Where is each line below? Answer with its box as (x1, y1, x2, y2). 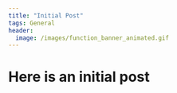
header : (8, 26, 34, 34)
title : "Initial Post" (8, 11, 84, 20)
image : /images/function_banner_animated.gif (15, 33, 170, 42)
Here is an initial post (8, 68, 150, 86)
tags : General (8, 19, 56, 27)
